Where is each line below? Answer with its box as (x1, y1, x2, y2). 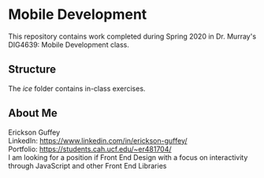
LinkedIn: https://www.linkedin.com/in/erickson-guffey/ (8, 135, 188, 145)
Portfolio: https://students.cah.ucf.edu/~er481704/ (8, 144, 172, 154)
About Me (8, 106, 58, 120)
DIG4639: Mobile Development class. (8, 39, 130, 49)
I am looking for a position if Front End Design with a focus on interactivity (8, 152, 248, 162)
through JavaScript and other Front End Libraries (8, 161, 167, 170)
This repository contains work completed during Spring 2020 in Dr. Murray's (8, 32, 257, 41)
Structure (8, 63, 57, 76)
